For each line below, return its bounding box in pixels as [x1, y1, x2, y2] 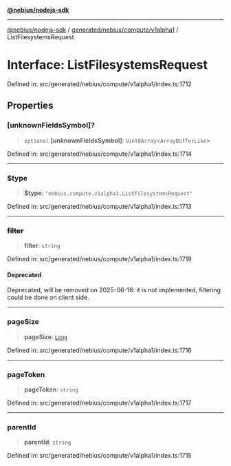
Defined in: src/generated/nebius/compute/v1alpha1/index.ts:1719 [7, 255, 192, 263]
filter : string [23, 241, 60, 250]
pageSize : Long [23, 332, 67, 341]
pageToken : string [23, 385, 79, 394]
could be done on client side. [7, 293, 89, 302]
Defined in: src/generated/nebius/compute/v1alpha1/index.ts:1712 [7, 79, 192, 88]
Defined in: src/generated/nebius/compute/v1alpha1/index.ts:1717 [7, 399, 192, 407]
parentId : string [23, 438, 71, 447]
